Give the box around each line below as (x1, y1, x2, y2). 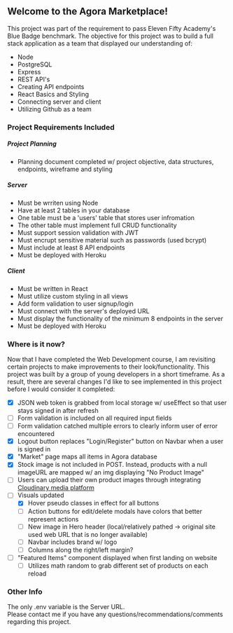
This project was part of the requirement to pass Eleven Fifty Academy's (7, 24, 216, 32)
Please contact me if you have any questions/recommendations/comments (7, 610, 223, 619)
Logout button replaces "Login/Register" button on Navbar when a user (17, 437, 224, 446)
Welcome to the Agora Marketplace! (7, 6, 168, 18)
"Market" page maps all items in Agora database (17, 452, 157, 461)
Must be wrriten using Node (17, 198, 99, 207)
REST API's (17, 75, 50, 83)
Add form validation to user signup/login (17, 299, 134, 308)
